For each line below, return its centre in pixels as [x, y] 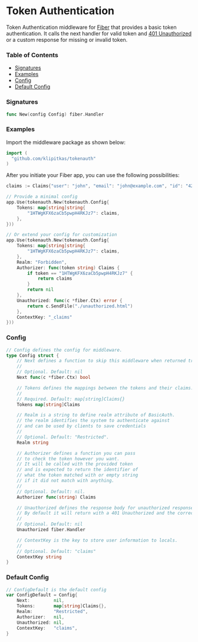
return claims [55, 279]
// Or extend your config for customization [62, 235]
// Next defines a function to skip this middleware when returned [101, 361]
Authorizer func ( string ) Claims [56, 497]
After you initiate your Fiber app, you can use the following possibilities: [93, 175]
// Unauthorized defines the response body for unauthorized [93, 508]
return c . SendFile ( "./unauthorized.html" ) [80, 306]
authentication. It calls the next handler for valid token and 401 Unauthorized [99, 33]
